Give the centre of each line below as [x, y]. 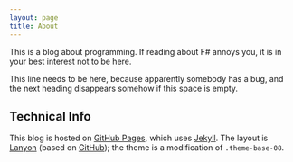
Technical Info [51, 117]
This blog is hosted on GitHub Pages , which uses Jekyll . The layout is [139, 138]
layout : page [34, 18]
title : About [34, 26]
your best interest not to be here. [71, 61]
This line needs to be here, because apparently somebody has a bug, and [146, 78]
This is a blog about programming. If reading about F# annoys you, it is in [146, 51]
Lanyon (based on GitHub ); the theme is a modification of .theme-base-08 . [147, 148]
